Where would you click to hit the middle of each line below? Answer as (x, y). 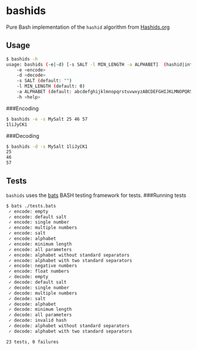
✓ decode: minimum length (40, 310)
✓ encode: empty (28, 211)
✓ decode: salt (27, 298)
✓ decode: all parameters (40, 315)
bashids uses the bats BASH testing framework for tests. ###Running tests (96, 195)
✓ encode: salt (27, 233)
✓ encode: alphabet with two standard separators (70, 260)
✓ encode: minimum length (40, 244)
